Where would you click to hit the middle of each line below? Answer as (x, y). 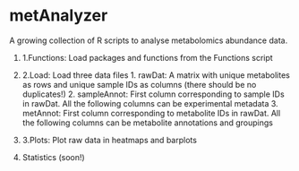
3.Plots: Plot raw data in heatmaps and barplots (109, 140)
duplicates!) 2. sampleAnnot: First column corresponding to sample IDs (153, 94)
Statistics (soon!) (53, 157)
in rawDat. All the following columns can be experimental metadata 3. (150, 103)
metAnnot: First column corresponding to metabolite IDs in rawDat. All (151, 113)
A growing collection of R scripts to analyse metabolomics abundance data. (149, 40)
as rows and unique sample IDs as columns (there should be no (139, 84)
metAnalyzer (59, 16)
